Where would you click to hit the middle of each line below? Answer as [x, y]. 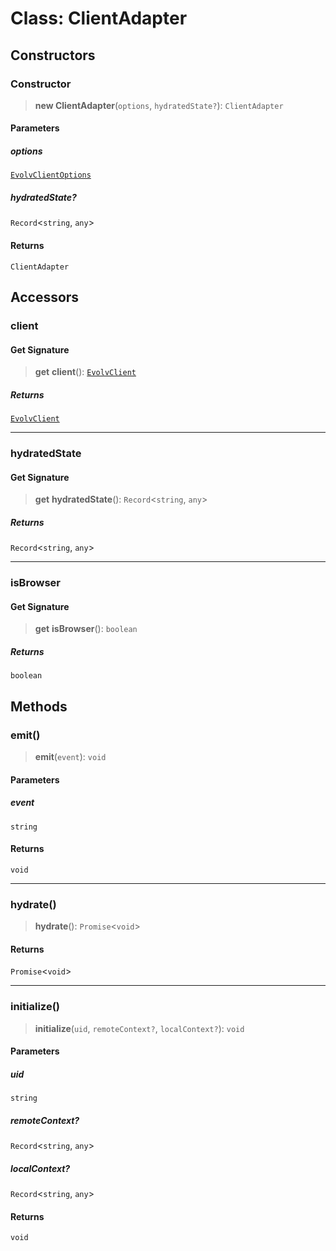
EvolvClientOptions [51, 175]
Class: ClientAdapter [99, 18]
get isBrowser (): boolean [86, 629]
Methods [39, 706]
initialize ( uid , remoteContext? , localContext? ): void [139, 1028]
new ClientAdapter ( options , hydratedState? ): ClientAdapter [159, 105]
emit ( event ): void [70, 756]
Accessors [45, 297]
